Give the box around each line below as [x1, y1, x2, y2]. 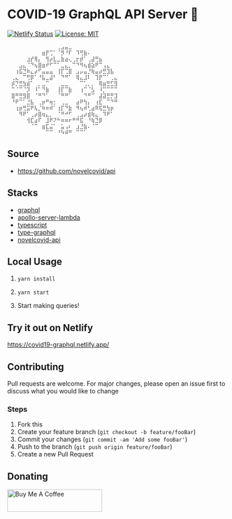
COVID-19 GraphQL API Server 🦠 [7, 6, 199, 22]
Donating [7, 470, 49, 483]
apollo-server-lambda [17, 213, 80, 222]
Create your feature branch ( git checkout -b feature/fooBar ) [17, 428, 196, 436]
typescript [17, 220, 48, 229]
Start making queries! [17, 302, 80, 310]
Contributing [7, 360, 64, 372]
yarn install [17, 276, 56, 283]
